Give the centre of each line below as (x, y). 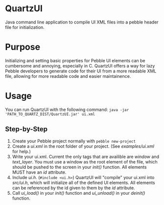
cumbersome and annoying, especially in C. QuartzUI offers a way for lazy (80, 66)
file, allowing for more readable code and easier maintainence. (68, 76)
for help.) (21, 151)
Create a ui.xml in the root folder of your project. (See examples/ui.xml (83, 146)
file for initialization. (25, 27)
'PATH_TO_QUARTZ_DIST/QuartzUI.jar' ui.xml (50, 114)
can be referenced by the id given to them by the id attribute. (74, 188)
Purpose (23, 47)
